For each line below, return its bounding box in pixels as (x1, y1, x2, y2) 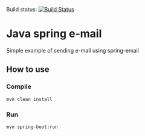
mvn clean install (6, 96, 53, 102)
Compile (6, 82, 31, 91)
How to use (6, 64, 50, 75)
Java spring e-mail (6, 27, 102, 40)
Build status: (6, 6, 37, 13)
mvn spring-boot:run (6, 124, 59, 130)
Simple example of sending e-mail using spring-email (6, 47, 139, 54)
